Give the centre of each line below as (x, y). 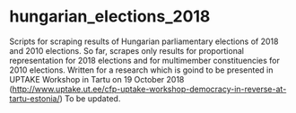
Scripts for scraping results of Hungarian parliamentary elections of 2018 (144, 41)
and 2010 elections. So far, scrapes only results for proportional (127, 50)
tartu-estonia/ (35, 98)
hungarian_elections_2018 (110, 17)
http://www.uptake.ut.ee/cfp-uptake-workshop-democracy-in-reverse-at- (149, 89)
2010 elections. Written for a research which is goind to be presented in (141, 70)
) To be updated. (90, 98)
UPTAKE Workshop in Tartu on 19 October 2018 (97, 79)
